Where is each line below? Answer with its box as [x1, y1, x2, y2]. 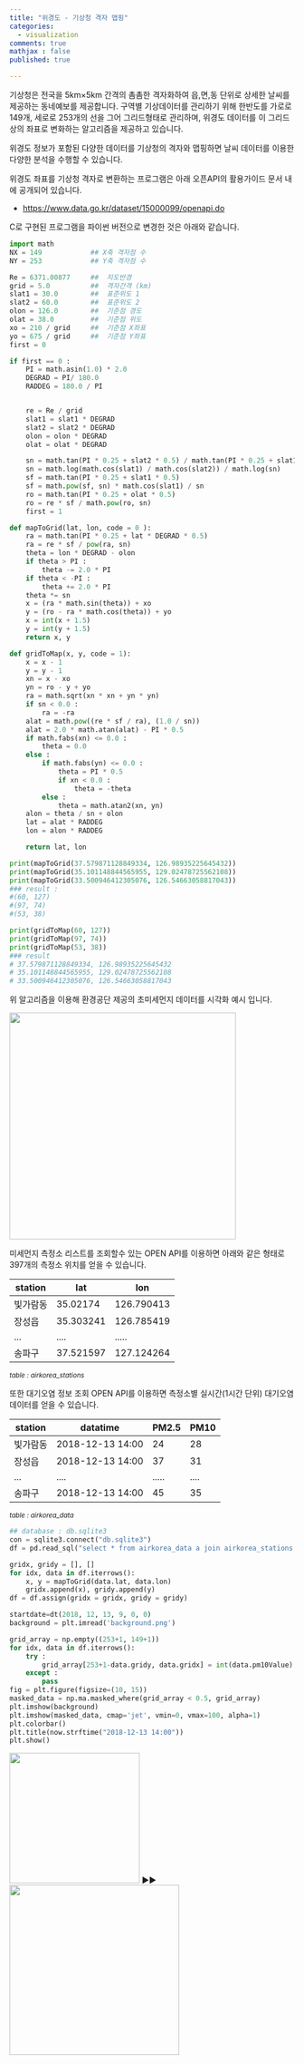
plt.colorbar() [9, 1719, 67, 1728]
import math [9, 239, 54, 248]
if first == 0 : [9, 356, 71, 365]
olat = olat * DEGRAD [25, 440, 107, 449]
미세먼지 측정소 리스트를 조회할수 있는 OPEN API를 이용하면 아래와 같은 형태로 [9, 1248, 285, 1259]
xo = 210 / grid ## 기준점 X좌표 [9, 323, 147, 332]
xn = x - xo [25, 675, 71, 684]
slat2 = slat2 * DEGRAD [25, 423, 116, 432]
